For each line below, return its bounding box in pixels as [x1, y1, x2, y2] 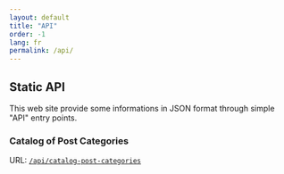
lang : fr [9, 37, 42, 47]
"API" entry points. [9, 112, 78, 123]
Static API [9, 79, 65, 95]
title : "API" [9, 21, 58, 30]
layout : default [9, 12, 70, 22]
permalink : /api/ [9, 46, 74, 55]
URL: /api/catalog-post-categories [9, 155, 141, 166]
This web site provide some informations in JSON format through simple [9, 103, 275, 113]
